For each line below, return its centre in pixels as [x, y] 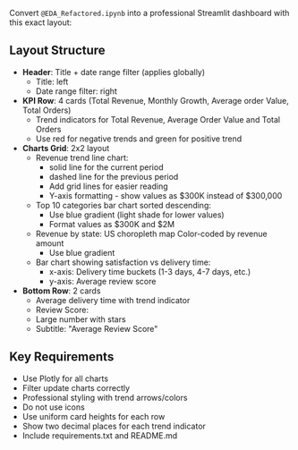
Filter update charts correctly [76, 387]
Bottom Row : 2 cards [61, 291]
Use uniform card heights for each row [94, 416]
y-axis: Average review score [102, 281]
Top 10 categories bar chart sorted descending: [123, 205]
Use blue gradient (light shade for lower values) [137, 215]
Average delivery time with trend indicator [113, 300]
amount [50, 243]
